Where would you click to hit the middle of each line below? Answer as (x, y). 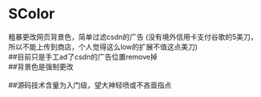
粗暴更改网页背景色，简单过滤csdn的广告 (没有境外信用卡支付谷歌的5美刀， (133, 37)
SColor (32, 14)
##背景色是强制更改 (41, 66)
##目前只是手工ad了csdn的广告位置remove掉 (83, 56)
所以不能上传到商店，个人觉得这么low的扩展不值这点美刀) (103, 47)
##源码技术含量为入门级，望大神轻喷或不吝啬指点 (90, 85)
